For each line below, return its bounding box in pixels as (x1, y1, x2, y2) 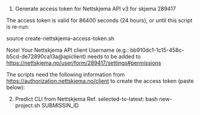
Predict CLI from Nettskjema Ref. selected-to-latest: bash (15, 96, 158, 102)
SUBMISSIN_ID (41, 102, 79, 109)
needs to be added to (87, 53, 141, 60)
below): (6, 84, 25, 91)
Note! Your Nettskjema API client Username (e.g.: (6, 46, 129, 54)
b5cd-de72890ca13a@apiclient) (6, 53, 86, 60)
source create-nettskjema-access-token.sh (6, 35, 115, 42)
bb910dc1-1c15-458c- (129, 46, 184, 54)
